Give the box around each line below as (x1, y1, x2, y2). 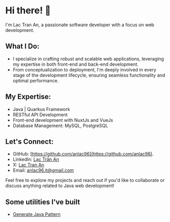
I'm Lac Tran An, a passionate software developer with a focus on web (5, 22, 155, 28)
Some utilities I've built (5, 197, 81, 206)
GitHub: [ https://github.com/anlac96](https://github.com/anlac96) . (12, 151, 154, 157)
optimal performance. (12, 77, 59, 84)
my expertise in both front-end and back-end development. (12, 61, 139, 67)
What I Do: (5, 42, 40, 51)
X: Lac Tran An (12, 162, 45, 168)
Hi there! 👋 (5, 5, 51, 16)
